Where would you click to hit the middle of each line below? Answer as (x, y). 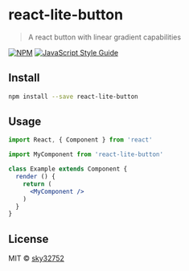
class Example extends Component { (68, 169)
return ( (37, 184)
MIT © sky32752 (36, 258)
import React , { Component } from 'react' (80, 140)
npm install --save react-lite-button (73, 96)
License (29, 239)
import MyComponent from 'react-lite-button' (86, 154)
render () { (36, 177)
